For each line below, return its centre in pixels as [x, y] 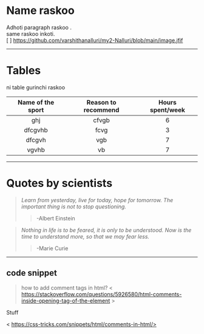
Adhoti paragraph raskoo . [39, 27]
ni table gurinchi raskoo [36, 87]
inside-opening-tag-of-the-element [66, 301]
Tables [24, 71]
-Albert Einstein [56, 218]
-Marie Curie [52, 248]
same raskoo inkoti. [31, 33]
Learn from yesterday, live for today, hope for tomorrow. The [97, 200]
